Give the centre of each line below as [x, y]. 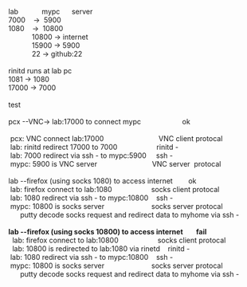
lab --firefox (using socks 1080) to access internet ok [102, 181]
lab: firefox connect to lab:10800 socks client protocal [119, 240]
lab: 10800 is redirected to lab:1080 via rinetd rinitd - [101, 249]
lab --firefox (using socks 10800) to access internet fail [108, 232]
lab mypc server [51, 12]
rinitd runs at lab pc [40, 71]
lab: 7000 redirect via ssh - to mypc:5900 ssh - [92, 155]
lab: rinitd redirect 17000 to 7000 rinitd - [94, 147]
